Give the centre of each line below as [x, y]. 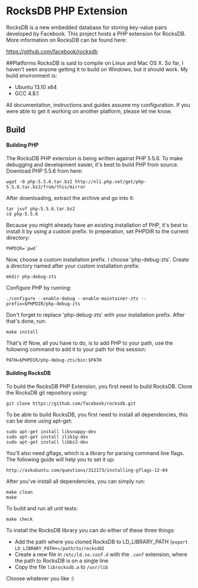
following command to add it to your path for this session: [76, 349]
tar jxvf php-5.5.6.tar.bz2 [41, 209]
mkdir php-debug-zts [32, 276]
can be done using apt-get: [39, 421]
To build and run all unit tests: [42, 508]
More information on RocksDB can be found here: [66, 40]
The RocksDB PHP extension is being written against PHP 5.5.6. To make [95, 158]
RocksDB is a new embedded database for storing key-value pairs [87, 27]
